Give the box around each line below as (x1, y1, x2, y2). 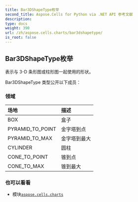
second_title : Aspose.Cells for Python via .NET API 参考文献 (5, 12, 133, 17)
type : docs (5, 21, 28, 26)
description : (5, 16, 32, 21)
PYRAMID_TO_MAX (7, 135, 53, 141)
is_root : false (5, 35, 37, 40)
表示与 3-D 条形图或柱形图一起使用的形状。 (5, 68, 94, 74)
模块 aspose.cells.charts (12, 192, 63, 198)
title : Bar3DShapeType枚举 (5, 7, 59, 12)
